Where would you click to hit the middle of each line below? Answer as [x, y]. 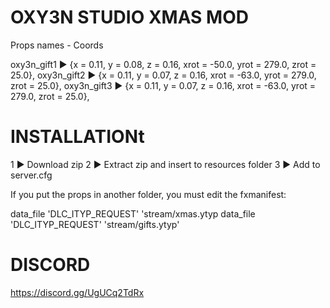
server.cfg [31, 175]
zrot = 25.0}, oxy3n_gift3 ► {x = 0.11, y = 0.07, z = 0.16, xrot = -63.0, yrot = [163, 85]
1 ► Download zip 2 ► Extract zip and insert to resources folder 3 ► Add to [165, 164]
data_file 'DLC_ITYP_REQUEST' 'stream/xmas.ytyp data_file [133, 213]
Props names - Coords [57, 45]
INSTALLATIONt [77, 137]
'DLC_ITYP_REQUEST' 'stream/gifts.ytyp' [95, 224]
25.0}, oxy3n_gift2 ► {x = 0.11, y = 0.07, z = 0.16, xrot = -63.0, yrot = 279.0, [163, 75]
